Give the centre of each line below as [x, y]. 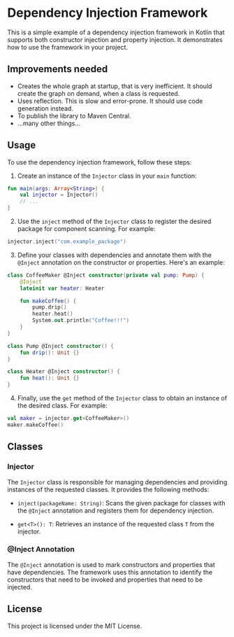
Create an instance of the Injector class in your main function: [107, 176]
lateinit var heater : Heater [62, 288]
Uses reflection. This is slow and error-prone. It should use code [110, 101]
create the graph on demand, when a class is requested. [98, 93]
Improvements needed [58, 69]
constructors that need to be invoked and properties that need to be [105, 580]
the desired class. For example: [63, 406]
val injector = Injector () [59, 195]
